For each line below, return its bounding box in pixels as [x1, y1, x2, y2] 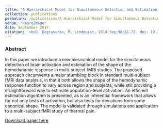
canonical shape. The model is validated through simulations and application [5, 103, 158, 109]
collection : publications [5, 12, 57, 16]
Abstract [5, 46, 27, 52]
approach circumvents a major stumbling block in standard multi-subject [5, 72, 150, 78]
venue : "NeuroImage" [5, 20, 47, 26]
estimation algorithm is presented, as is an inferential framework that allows [5, 93, 156, 98]
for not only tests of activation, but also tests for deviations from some [5, 98, 146, 104]
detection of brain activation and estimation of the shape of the [5, 62, 131, 68]
